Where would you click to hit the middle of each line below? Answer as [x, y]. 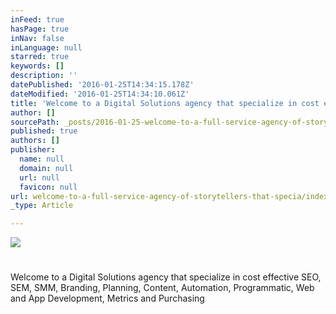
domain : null [46, 168]
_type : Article [42, 206]
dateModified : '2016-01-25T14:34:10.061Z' [100, 94]
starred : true [40, 57]
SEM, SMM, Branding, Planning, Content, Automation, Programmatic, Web [162, 288]
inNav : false [37, 38]
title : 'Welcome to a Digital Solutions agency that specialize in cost [165, 103]
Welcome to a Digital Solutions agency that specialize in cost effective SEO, [166, 277]
